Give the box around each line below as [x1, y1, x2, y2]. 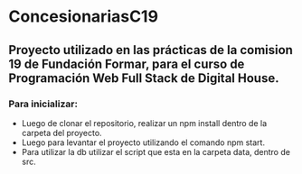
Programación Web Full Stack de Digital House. [8, 70, 279, 86]
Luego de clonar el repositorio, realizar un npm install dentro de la [21, 117, 268, 128]
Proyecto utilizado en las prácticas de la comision [8, 42, 293, 58]
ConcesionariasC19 [8, 6, 159, 27]
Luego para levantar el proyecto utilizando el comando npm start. [21, 137, 266, 148]
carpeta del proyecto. [21, 127, 102, 138]
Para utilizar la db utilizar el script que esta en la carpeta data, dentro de [21, 146, 291, 157]
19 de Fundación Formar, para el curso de [8, 56, 245, 71]
